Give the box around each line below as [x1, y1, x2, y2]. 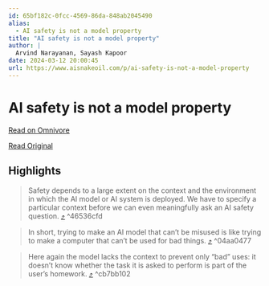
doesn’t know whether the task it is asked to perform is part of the [27, 260, 247, 270]
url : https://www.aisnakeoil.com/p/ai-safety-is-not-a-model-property [8, 64, 250, 72]
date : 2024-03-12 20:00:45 [8, 57, 99, 65]
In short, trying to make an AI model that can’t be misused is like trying [27, 227, 262, 237]
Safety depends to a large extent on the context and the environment [27, 186, 257, 195]
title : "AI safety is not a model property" [8, 34, 160, 43]
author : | [8, 42, 42, 50]
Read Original [8, 141, 54, 150]
